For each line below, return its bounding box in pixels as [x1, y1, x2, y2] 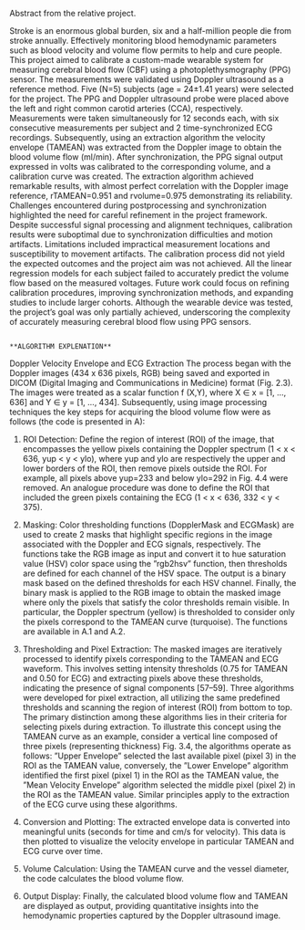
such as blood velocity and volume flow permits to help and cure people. [9, 45, 282, 56]
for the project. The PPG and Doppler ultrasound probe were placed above [9, 93, 290, 104]
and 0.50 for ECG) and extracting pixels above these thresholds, [22, 673, 264, 684]
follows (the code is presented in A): [9, 416, 146, 427]
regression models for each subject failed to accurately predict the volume [9, 268, 290, 278]
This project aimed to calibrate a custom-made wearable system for [9, 55, 264, 65]
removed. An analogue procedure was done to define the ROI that [22, 483, 270, 493]
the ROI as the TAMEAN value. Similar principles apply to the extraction [22, 789, 290, 799]
